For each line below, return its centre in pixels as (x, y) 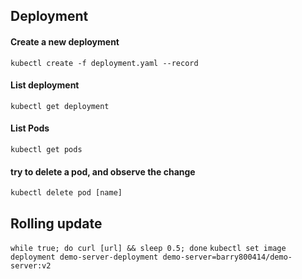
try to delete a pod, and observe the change (103, 171)
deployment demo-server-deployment (84, 257)
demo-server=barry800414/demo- (227, 257)
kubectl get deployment (60, 106)
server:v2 (31, 266)
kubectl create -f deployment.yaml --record (104, 63)
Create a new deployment (65, 41)
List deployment (45, 85)
